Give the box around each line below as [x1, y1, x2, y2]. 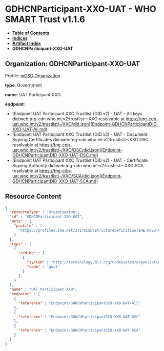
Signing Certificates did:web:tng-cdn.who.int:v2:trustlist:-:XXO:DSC [12, 136, 149, 142]
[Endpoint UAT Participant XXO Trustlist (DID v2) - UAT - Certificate [12, 157, 148, 163]
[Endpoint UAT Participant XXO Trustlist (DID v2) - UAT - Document [12, 131, 148, 137]
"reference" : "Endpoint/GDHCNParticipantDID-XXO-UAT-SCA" [18, 328, 141, 333]
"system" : [26, 260, 49, 265]
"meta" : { [9, 219, 32, 224]
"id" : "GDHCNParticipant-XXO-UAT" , [9, 214, 84, 219]
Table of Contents [12, 30, 50, 36]
